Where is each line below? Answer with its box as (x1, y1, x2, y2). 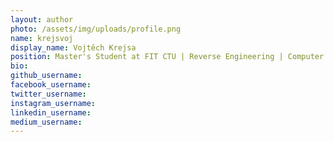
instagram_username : (10, 98, 97, 108)
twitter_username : (10, 89, 87, 99)
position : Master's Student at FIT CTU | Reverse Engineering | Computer (10, 52, 325, 62)
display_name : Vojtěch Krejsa (10, 42, 137, 53)
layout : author (10, 14, 74, 25)
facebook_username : (10, 80, 92, 90)
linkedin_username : (10, 107, 92, 118)
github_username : (10, 71, 83, 81)
